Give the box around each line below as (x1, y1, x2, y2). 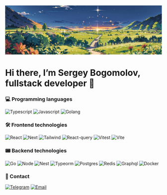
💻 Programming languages (5, 95, 73, 102)
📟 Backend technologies (5, 147, 67, 154)
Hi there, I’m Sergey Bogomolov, (5, 67, 141, 78)
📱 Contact (5, 173, 30, 180)
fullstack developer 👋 (5, 77, 95, 89)
